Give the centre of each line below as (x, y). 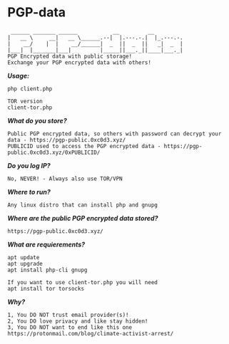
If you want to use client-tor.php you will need (83, 282)
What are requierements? (46, 244)
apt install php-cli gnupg (47, 270)
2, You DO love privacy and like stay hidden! (78, 321)
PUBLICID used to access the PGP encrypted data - (84, 146)
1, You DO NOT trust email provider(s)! (68, 315)
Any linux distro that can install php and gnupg (83, 205)
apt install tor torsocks (46, 288)
